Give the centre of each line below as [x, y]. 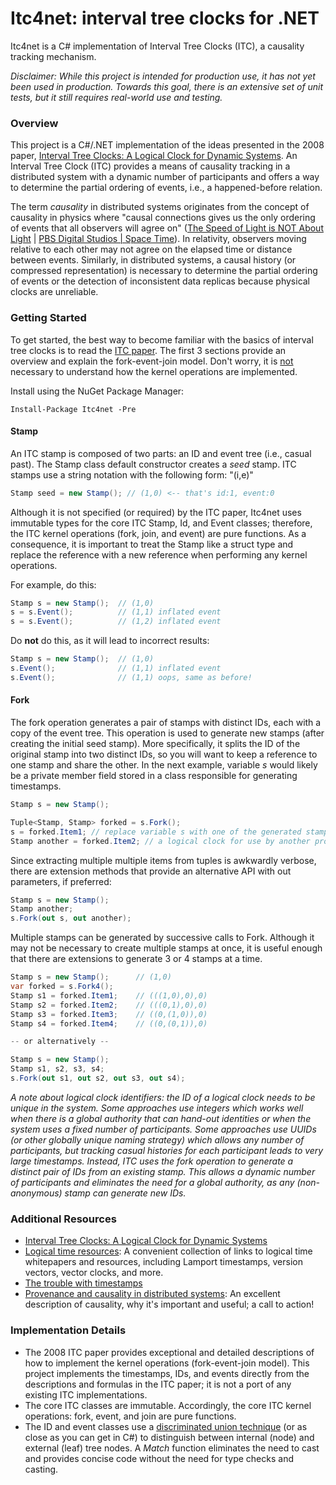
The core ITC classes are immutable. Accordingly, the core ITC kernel [168, 1405]
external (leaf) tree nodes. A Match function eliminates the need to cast [172, 1448]
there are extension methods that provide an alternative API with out [151, 871]
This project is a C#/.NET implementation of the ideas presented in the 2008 [167, 145]
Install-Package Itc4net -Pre [73, 409]
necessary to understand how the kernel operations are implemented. [154, 371]
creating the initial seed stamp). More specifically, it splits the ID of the [155, 744]
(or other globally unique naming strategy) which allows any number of [157, 1139]
